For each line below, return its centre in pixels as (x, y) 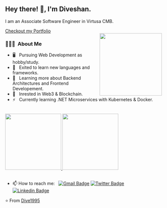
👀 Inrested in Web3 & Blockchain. (47, 94)
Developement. (28, 89)
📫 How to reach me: (34, 184)
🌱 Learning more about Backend (46, 78)
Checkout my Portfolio (28, 31)
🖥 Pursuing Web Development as (47, 55)
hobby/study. (26, 62)
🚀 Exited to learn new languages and (51, 67)
